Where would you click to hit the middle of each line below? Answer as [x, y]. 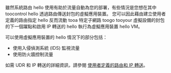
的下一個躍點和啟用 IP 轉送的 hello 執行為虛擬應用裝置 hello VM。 [74, 26]
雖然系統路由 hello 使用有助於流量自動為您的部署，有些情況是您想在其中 [81, 7]
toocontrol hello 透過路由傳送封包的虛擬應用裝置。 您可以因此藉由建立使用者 [86, 14]
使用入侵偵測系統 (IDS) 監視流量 [46, 48]
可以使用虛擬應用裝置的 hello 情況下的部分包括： [56, 37]
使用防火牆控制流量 [33, 54]
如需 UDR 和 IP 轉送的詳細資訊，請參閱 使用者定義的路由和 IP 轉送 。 [77, 65]
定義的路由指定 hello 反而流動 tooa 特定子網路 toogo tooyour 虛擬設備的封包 [85, 20]
